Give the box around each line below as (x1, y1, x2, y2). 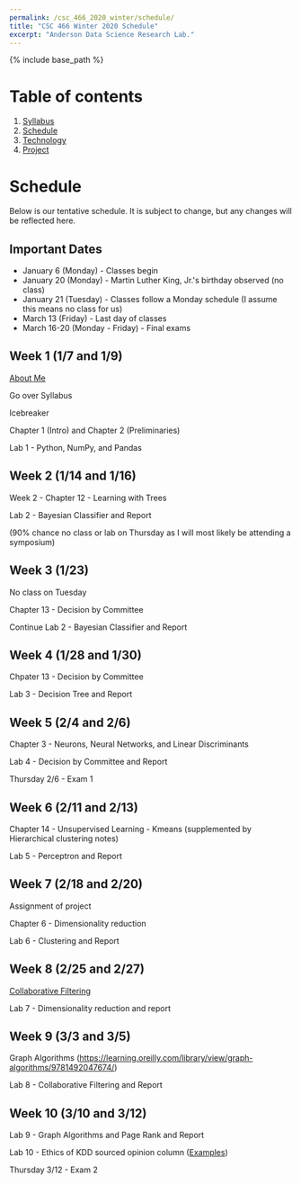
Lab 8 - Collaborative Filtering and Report (9, 1080, 164, 1090)
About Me (9, 372, 47, 383)
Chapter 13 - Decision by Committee (9, 604, 144, 614)
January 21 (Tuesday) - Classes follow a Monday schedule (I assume (22, 294, 278, 305)
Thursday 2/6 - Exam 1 (9, 774, 93, 785)
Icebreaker (9, 407, 49, 418)
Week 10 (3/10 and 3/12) (9, 1106, 147, 1121)
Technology (22, 135, 67, 146)
